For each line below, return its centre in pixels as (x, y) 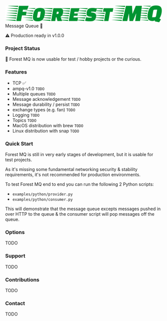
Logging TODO (26, 115)
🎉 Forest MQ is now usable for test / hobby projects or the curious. (73, 59)
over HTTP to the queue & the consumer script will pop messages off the (80, 214)
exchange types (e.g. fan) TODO (44, 109)
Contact (15, 303)
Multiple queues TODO (34, 94)
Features (16, 72)
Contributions (22, 280)
